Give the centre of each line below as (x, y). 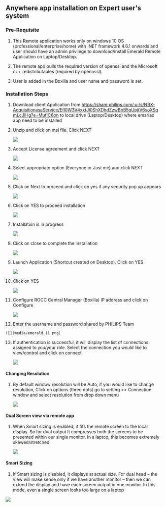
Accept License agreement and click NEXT (56, 149)
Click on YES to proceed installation (49, 205)
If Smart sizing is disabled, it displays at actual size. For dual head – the (85, 474)
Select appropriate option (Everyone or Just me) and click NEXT (78, 167)
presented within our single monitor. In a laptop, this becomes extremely (86, 437)
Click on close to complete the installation (55, 243)
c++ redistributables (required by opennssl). (58, 71)
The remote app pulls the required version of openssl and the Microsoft (85, 66)
